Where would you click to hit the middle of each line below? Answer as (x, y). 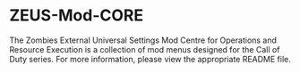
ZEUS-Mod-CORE (77, 16)
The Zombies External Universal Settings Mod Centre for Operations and (143, 40)
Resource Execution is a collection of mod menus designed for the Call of (145, 49)
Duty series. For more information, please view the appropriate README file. (150, 59)
